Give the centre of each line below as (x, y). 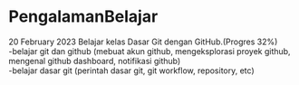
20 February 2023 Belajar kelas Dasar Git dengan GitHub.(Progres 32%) (143, 42)
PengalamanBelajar (83, 17)
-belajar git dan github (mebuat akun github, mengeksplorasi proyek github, (149, 51)
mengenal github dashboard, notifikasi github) (95, 61)
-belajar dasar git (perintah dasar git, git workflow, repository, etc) (131, 71)
